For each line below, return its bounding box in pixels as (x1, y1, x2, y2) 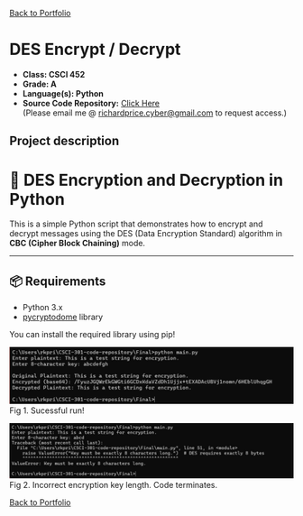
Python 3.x (22, 302, 63, 313)
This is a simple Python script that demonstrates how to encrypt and (9, 218, 263, 229)
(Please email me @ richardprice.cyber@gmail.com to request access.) (22, 107, 287, 118)
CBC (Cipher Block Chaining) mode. (9, 238, 146, 249)
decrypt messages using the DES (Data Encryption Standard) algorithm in (9, 228, 282, 239)
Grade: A (22, 78, 57, 89)
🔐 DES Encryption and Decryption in (9, 170, 284, 190)
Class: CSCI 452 (22, 69, 86, 79)
